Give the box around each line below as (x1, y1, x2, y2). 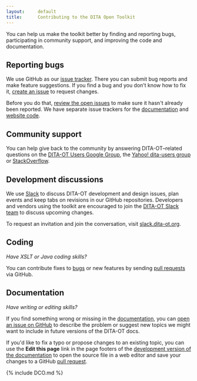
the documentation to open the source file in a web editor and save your (6, 352, 181, 359)
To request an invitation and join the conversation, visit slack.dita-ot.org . (6, 220, 181, 227)
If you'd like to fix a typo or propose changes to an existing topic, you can (6, 339, 184, 346)
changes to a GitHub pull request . (6, 357, 88, 364)
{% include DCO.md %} (6, 369, 64, 376)
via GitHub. (6, 271, 34, 278)
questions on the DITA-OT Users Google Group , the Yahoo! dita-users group (6, 151, 191, 158)
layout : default (6, 8, 57, 15)
